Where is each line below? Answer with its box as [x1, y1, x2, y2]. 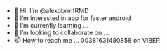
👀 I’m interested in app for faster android [13, 14, 131, 22]
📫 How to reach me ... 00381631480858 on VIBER [13, 37, 160, 44]
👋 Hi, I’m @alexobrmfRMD [13, 7, 89, 14]
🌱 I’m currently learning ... [13, 21, 89, 29]
